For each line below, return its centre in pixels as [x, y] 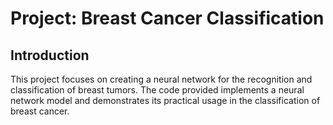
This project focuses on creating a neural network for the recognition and [161, 79]
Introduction [50, 55]
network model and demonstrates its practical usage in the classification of [165, 100]
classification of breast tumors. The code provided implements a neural [157, 90]
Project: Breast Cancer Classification [167, 18]
